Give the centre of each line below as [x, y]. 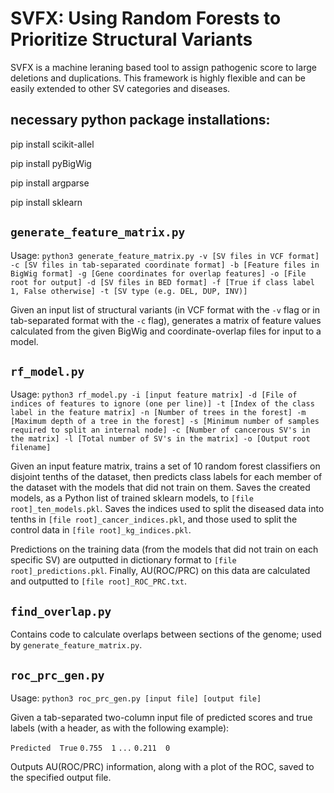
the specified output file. [61, 777]
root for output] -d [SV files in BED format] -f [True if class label [162, 282]
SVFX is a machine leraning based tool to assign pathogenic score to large [163, 67]
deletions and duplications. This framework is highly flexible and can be [158, 78]
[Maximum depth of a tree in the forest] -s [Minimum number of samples [165, 422]
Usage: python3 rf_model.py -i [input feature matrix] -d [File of [154, 394]
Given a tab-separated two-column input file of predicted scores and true [161, 717]
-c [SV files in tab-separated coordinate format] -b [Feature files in [165, 265]
